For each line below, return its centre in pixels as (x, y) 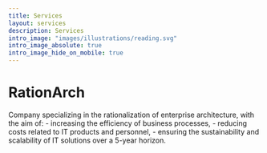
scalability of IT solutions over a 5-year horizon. (87, 140)
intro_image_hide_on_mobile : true (66, 53)
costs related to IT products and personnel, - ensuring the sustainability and (133, 131)
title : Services (35, 16)
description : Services (46, 30)
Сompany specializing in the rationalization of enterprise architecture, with (131, 115)
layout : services (37, 23)
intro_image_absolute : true (55, 46)
